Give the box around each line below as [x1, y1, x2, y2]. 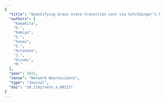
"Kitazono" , [13, 48, 38, 53]
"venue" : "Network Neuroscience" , [9, 76, 80, 80]
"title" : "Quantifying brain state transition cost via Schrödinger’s [9, 12, 157, 17]
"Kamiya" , [13, 30, 34, 35]
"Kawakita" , [13, 21, 38, 26]
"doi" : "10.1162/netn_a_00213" [9, 84, 73, 90]
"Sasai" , [13, 39, 32, 44]
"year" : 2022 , [9, 71, 38, 76]
